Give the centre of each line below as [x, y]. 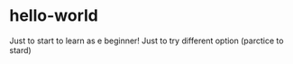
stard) [20, 50]
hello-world [54, 16]
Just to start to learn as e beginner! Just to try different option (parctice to [146, 41]
